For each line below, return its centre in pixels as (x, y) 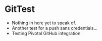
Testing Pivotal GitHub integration (46, 33)
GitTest (20, 9)
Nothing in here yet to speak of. (44, 23)
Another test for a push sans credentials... (54, 28)
